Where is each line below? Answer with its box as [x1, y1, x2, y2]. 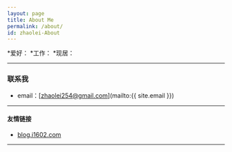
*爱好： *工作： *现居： [7, 49, 75, 57]
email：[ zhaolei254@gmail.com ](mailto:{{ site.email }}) [17, 91, 175, 100]
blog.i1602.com [17, 130, 61, 138]
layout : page [7, 10, 45, 17]
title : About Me [7, 17, 54, 23]
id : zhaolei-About [7, 29, 60, 36]
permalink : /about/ [7, 23, 64, 30]
